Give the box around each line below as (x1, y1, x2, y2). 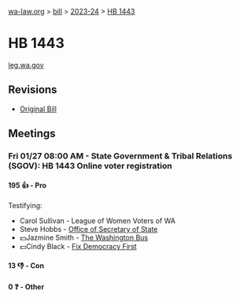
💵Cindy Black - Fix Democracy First (19, 242, 137, 251)
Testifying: (8, 201, 42, 210)
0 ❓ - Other (8, 282, 45, 292)
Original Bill (19, 104, 57, 114)
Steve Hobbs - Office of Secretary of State (19, 225, 158, 234)
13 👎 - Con (8, 260, 45, 270)
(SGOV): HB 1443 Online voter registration (8, 161, 172, 172)
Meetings (8, 127, 57, 140)
